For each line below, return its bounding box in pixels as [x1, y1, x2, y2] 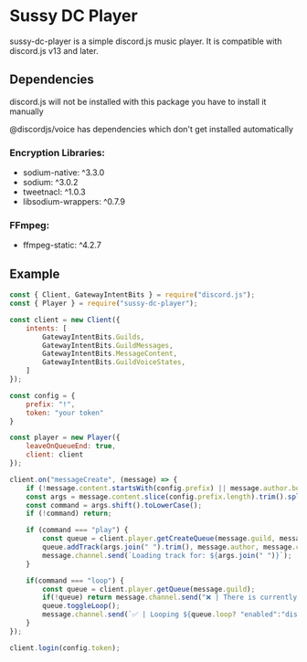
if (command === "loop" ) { [26, 576, 125, 585]
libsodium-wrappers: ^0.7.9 [22, 196, 126, 207]
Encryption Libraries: [9, 146, 105, 159]
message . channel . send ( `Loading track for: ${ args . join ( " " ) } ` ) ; [42, 551, 292, 560]
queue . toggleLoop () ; [42, 602, 121, 611]
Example [9, 266, 60, 281]
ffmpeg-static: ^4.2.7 [22, 239, 102, 251]
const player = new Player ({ [9, 433, 121, 443]
